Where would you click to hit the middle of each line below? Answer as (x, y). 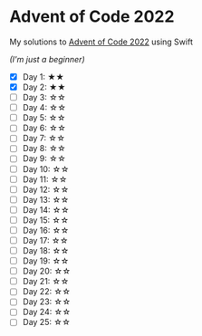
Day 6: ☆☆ (44, 128)
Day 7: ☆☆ (44, 139)
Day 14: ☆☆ (46, 209)
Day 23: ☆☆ (46, 302)
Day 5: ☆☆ (44, 118)
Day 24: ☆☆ (46, 312)
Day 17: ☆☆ (45, 240)
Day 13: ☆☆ (46, 199)
